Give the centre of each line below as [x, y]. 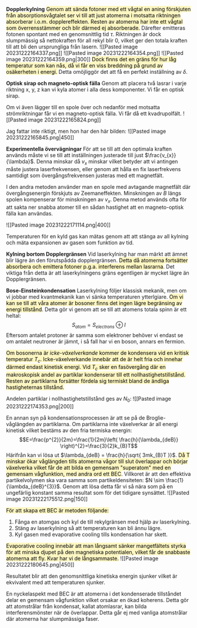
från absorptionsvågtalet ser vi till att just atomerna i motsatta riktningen [94, 15]
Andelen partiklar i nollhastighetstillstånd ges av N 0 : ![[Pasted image [89, 399]
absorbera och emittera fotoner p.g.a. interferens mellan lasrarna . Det [90, 266]
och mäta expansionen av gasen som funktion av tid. [70, 243]
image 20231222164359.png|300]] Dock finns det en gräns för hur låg [91, 59]
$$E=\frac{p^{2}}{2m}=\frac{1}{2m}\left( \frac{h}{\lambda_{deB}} [99, 439]
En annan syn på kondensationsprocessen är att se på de [76, 418]
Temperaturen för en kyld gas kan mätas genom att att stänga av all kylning [97, 236]
